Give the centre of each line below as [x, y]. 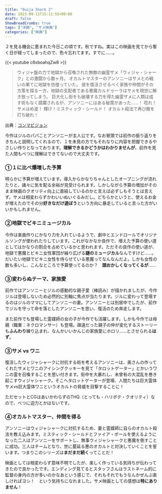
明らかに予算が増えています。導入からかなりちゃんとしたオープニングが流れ [81, 179]
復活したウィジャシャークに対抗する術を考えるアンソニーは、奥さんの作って [81, 362]
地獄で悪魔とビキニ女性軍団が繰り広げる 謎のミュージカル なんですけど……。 [81, 253]
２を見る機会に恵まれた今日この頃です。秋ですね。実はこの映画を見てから [79, 46]
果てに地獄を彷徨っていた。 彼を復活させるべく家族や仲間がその [89, 85]
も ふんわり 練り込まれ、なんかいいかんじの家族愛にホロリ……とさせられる [79, 331]
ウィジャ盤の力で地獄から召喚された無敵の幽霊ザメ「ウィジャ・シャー [87, 72]
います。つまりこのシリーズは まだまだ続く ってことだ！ [60, 453]
